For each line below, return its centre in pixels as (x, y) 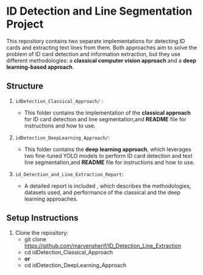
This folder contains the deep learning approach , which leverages (108, 149)
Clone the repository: (42, 232)
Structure (25, 86)
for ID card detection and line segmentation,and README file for (105, 119)
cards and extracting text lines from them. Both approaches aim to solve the (101, 48)
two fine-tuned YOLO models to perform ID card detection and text (108, 155)
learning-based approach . (40, 67)
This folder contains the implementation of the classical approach (107, 112)
